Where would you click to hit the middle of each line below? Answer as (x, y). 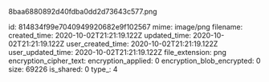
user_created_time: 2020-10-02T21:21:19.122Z (142, 44)
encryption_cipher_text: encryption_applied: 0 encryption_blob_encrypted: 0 (134, 61)
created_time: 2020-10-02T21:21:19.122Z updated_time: (100, 35)
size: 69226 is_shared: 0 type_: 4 (63, 69)
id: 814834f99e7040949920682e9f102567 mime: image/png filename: (126, 27)
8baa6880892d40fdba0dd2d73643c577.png (83, 12)
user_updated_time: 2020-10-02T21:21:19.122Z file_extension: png (118, 52)
